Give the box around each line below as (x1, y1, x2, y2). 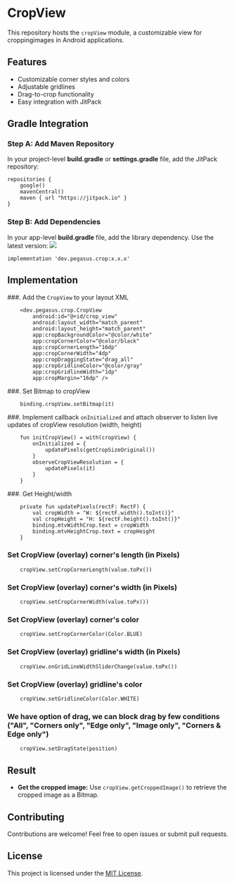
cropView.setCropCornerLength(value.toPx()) (20, 566, 152, 573)
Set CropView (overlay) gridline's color (7, 679, 143, 689)
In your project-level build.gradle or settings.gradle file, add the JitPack (7, 155, 218, 164)
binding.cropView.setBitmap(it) (20, 400, 115, 407)
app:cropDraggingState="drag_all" (32, 356, 134, 363)
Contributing (7, 811, 65, 823)
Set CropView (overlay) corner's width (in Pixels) (7, 582, 178, 592)
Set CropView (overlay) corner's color (7, 615, 139, 625)
